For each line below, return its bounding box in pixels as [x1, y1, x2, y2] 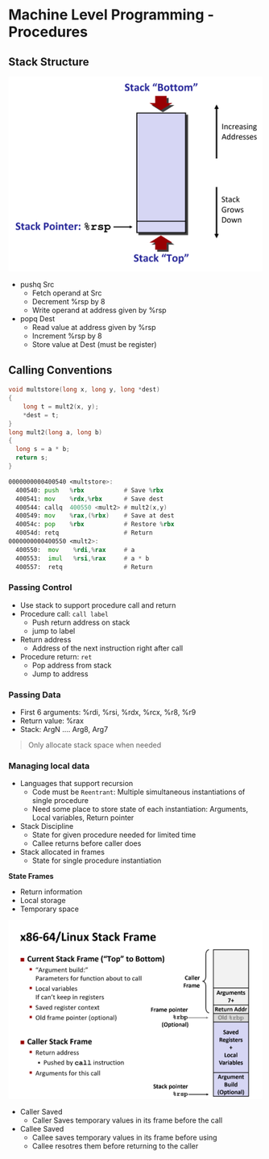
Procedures [8, 23, 89, 41]
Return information [19, 887, 83, 897]
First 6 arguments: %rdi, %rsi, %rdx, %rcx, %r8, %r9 [19, 708, 197, 718]
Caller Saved [19, 1107, 63, 1117]
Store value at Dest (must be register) [31, 340, 157, 349]
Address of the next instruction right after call [31, 643, 184, 653]
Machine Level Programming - [8, 6, 215, 24]
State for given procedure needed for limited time [31, 830, 197, 840]
